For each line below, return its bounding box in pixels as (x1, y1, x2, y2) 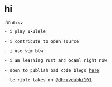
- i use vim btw (4, 48, 43, 54)
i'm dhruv (4, 19, 23, 25)
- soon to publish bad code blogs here (4, 67, 99, 73)
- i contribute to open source (4, 38, 79, 44)
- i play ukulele (4, 29, 46, 34)
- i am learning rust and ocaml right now (4, 58, 107, 63)
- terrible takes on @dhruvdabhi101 (4, 77, 92, 83)
